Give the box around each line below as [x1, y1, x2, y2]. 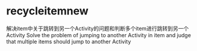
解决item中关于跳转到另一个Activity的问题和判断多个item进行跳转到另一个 [6, 25, 189, 32]
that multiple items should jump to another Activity [6, 38, 131, 45]
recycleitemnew [6, 4, 89, 18]
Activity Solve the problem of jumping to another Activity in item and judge [6, 31, 192, 38]
